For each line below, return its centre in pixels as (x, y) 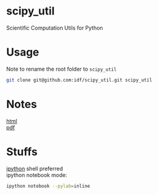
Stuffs (22, 152)
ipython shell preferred (35, 168)
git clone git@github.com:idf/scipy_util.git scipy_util (79, 80)
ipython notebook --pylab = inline (48, 186)
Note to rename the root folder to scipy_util (62, 69)
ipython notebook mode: (37, 175)
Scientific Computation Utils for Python (55, 28)
